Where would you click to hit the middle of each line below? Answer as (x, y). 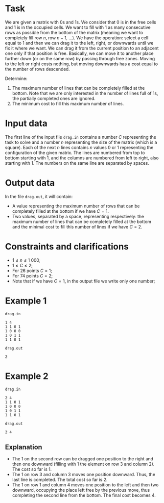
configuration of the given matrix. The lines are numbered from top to (75, 152)
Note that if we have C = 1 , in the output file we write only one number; (83, 281)
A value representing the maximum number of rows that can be (76, 206)
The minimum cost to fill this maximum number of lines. (68, 103)
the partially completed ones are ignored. (54, 98)
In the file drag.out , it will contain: (39, 196)
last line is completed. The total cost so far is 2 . (60, 480)
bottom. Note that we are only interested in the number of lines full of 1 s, (85, 93)
